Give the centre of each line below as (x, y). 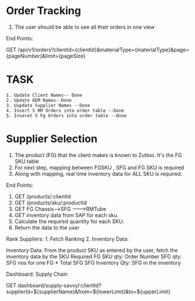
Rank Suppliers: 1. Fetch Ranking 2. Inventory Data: (67, 239)
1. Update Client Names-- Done (44, 95)
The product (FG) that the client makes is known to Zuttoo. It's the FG (98, 155)
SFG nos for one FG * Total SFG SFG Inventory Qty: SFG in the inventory (94, 262)
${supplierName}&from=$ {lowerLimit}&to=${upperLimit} (102, 292)
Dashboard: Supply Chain (37, 274)
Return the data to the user (47, 227)
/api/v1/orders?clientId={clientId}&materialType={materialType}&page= (103, 49)
